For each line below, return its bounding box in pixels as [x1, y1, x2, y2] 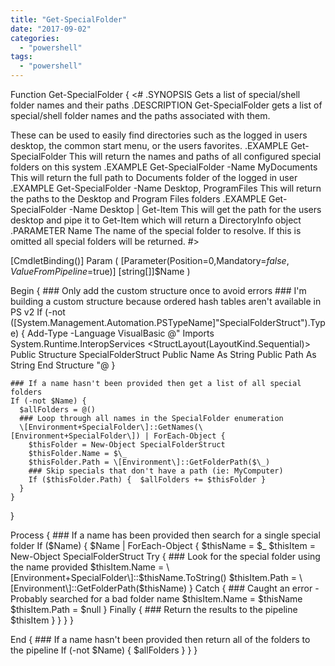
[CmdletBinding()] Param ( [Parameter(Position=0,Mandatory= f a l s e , [10, 255, 290, 266]
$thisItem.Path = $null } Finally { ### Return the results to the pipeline [10, 604, 298, 615]
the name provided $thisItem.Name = [10, 561, 165, 573]
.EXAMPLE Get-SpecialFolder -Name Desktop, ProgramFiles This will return [10, 182, 322, 194]
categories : [10, 33, 60, 43]
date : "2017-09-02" [10, 24, 92, 34]
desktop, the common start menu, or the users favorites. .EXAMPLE [10, 140, 289, 151]
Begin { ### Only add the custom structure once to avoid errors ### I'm [10, 285, 307, 296]
